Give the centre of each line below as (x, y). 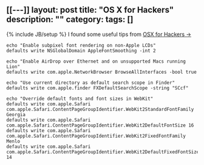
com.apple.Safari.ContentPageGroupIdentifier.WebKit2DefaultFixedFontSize (103, 152)
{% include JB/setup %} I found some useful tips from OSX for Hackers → (99, 34)
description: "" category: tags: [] (70, 20)
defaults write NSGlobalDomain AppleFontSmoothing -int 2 (81, 51)
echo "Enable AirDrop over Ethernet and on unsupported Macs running (96, 61)
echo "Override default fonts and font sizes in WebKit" (80, 99)
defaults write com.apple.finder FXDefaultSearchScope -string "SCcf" (97, 88)
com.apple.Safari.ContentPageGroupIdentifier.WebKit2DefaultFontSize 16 (100, 125)
